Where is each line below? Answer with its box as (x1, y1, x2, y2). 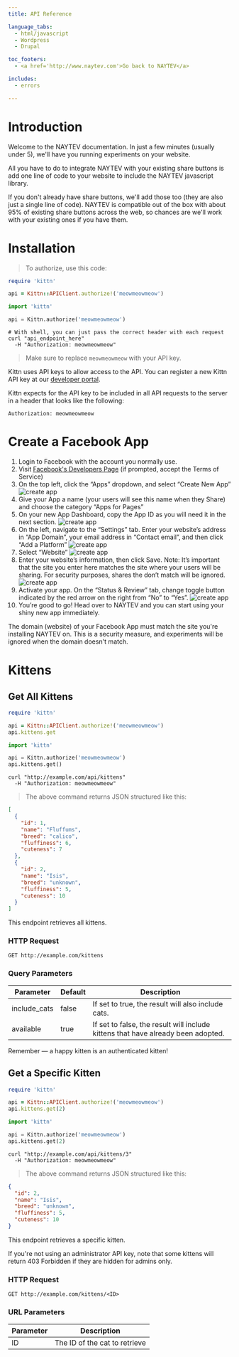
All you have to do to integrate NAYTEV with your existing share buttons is (8, 164, 224, 172)
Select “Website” (18, 548, 68, 556)
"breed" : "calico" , (21, 833, 79, 840)
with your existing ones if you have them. (8, 215, 128, 224)
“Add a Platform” (18, 540, 67, 548)
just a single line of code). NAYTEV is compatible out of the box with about (8, 200, 226, 208)
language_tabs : (8, 23, 53, 31)
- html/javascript (14, 30, 70, 37)
